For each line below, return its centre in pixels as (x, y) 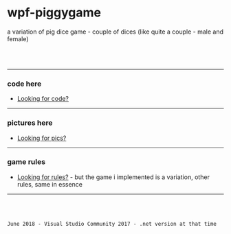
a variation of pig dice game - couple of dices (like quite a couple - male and (115, 32)
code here (24, 84)
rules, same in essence (50, 184)
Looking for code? (43, 99)
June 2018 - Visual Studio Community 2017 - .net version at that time (112, 224)
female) (18, 38)
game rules (26, 162)
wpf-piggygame (54, 13)
